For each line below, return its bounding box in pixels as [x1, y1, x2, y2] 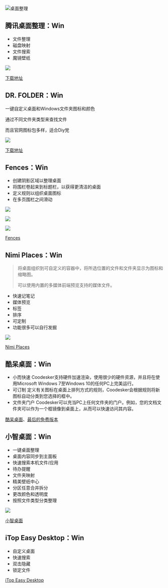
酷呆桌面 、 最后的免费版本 [5, 417, 58, 423]
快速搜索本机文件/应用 [12, 459, 59, 465]
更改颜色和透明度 [12, 491, 48, 497]
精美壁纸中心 [12, 478, 39, 484]
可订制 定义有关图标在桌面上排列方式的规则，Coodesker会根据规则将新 [12, 387, 160, 393]
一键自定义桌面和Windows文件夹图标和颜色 [5, 105, 96, 111]
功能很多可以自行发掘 [12, 324, 57, 330]
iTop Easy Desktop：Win [5, 534, 85, 542]
